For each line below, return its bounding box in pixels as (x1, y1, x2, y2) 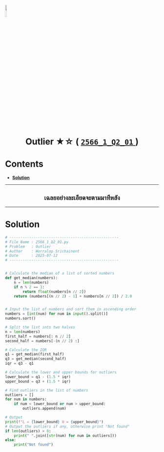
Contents (5, 158, 44, 170)
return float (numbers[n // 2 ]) (22, 289, 86, 294)
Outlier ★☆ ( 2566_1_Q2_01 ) (25, 136, 139, 147)
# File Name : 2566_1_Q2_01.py (5, 239, 69, 245)
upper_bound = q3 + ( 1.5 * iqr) (5, 379, 71, 384)
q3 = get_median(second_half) (5, 356, 67, 361)
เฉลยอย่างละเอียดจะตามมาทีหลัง (44, 194, 120, 202)
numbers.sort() (5, 316, 36, 321)
